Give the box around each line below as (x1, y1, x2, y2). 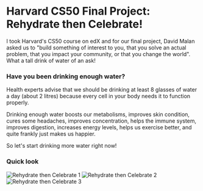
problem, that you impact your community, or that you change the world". (6, 50, 191, 57)
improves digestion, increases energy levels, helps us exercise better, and (6, 124, 192, 131)
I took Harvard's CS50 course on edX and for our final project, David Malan (6, 37, 195, 45)
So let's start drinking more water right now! (6, 142, 117, 150)
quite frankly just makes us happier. (6, 130, 96, 138)
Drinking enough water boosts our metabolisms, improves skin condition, (6, 111, 190, 118)
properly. (6, 99, 29, 106)
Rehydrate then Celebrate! (6, 17, 143, 31)
